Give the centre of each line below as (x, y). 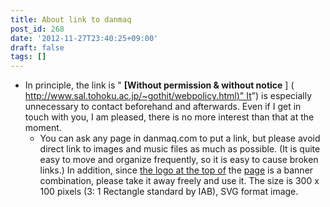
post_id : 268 (37, 29)
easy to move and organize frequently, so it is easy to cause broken (179, 160)
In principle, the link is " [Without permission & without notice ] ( (159, 85)
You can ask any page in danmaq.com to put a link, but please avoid (180, 138)
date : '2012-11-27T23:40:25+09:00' (84, 38)
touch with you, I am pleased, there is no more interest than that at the (169, 117)
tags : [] (28, 57)
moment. (43, 128)
